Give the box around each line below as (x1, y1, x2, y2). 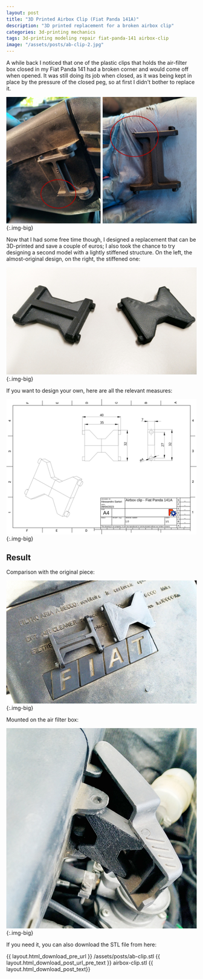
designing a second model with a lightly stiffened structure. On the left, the (6, 248, 192, 256)
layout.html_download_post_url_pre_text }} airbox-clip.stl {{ (6, 959, 153, 966)
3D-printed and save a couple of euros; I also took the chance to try (6, 242, 175, 250)
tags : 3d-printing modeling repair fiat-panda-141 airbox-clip (6, 35, 169, 42)
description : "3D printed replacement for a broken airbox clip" (6, 22, 174, 28)
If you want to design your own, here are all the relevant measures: (6, 387, 173, 394)
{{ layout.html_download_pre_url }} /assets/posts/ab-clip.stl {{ (6, 953, 160, 960)
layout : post (6, 10, 39, 16)
